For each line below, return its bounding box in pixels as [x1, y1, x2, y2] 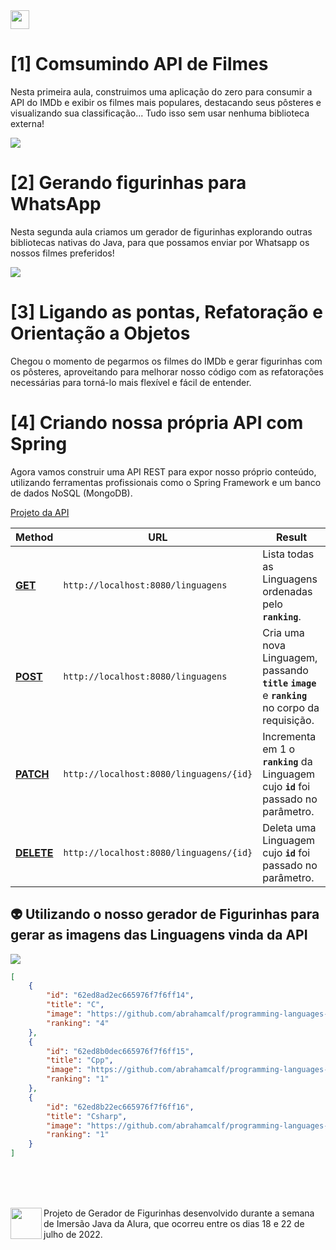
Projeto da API [10, 506, 70, 518]
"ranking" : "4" [46, 1018, 110, 1028]
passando [262, 663, 309, 677]
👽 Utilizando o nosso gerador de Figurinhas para [10, 906, 320, 923]
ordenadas [262, 584, 313, 598]
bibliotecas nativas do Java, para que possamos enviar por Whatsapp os [10, 236, 310, 248]
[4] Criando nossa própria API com [10, 412, 304, 434]
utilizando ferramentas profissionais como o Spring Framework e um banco [10, 476, 322, 488]
